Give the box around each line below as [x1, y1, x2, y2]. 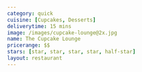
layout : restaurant [7, 55, 63, 62]
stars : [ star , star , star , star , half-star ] [7, 49, 136, 56]
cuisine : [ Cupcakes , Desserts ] [7, 16, 96, 23]
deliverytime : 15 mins [7, 23, 72, 29]
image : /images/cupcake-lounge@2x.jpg [7, 29, 117, 36]
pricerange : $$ [7, 42, 51, 49]
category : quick [7, 10, 53, 17]
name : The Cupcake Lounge [7, 36, 81, 43]
